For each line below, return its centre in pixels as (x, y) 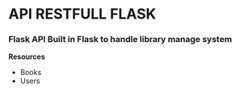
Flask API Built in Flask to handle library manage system (120, 40)
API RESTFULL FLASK (82, 14)
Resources (27, 56)
